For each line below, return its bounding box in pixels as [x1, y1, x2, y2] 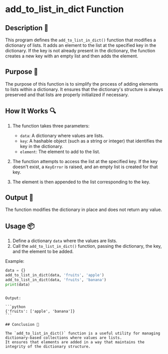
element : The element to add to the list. [20, 149, 100, 155]
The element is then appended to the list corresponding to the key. [12, 179, 150, 185]
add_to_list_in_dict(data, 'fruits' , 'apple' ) [5, 273, 104, 278]
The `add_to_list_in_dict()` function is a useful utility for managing [5, 331, 160, 336]
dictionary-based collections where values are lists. [5, 335, 122, 340]
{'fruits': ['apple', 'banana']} [5, 309, 75, 314]
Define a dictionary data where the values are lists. [12, 238, 117, 244]
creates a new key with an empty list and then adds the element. [5, 53, 138, 59]
